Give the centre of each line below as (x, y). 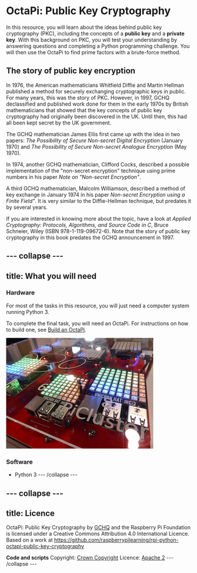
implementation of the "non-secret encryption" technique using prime (91, 171)
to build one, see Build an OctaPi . (46, 329)
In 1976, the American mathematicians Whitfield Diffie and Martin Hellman (95, 85)
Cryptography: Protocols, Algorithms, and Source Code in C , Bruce (87, 225)
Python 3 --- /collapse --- (46, 475)
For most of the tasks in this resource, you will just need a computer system (98, 306)
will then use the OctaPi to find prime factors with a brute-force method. (94, 52)
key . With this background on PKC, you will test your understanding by (92, 40)
